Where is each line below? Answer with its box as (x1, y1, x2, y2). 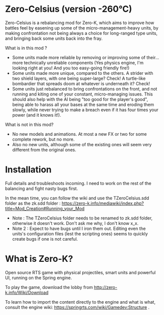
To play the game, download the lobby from (5, 284, 93, 290)
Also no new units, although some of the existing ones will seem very (12, 141, 152, 147)
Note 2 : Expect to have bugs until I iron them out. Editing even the (12, 225, 146, 231)
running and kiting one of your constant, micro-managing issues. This (12, 91, 153, 97)
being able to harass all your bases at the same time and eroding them (12, 101, 154, 107)
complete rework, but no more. (12, 136, 75, 142)
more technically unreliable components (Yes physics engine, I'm (12, 60, 144, 65)
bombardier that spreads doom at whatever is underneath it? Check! (12, 80, 150, 87)
